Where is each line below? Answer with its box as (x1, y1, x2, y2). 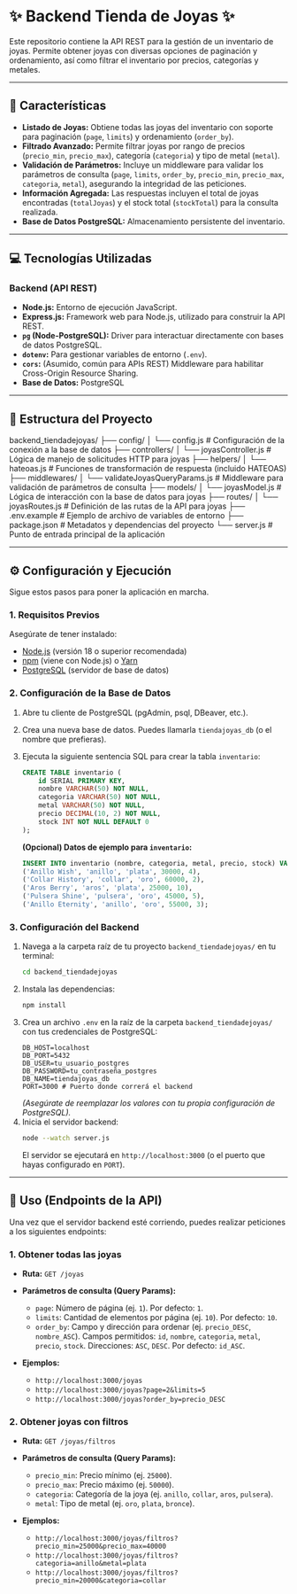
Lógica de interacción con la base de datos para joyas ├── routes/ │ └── (9, 492, 278, 502)
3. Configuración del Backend (9, 921, 140, 933)
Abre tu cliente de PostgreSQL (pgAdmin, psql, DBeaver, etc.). (21, 707, 249, 718)
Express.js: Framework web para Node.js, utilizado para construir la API (21, 312, 286, 323)
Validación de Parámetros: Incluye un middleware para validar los (21, 159, 263, 170)
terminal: (21, 951, 55, 961)
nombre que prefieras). (21, 734, 107, 744)
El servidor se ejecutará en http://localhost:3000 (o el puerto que (21, 1149, 265, 1160)
